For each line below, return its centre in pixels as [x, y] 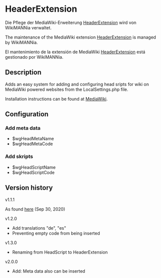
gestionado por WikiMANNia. [34, 57]
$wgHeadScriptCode [33, 172]
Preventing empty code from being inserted [56, 233]
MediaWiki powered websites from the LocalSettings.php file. [67, 89]
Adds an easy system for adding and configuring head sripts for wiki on [77, 84]
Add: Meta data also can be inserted [49, 271]
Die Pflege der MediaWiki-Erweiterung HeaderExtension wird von [71, 22]
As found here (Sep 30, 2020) [35, 209]
